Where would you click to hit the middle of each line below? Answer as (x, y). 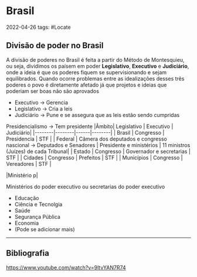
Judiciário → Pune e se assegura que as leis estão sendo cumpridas (97, 115)
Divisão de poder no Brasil (55, 46)
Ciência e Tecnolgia (38, 204)
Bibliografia (28, 253)
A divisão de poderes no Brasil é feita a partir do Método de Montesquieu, (95, 59)
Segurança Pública (37, 216)
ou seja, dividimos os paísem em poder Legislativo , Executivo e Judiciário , (98, 66)
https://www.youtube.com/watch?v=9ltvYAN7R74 (66, 267)
